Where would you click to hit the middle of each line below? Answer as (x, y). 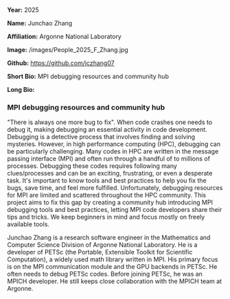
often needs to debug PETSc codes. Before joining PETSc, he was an (105, 274)
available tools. (28, 224)
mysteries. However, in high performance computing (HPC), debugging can (114, 144)
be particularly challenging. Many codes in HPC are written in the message (113, 152)
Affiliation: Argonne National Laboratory (64, 36)
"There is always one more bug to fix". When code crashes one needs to (110, 122)
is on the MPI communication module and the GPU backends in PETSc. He (112, 267)
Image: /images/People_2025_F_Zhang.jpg (68, 50)
